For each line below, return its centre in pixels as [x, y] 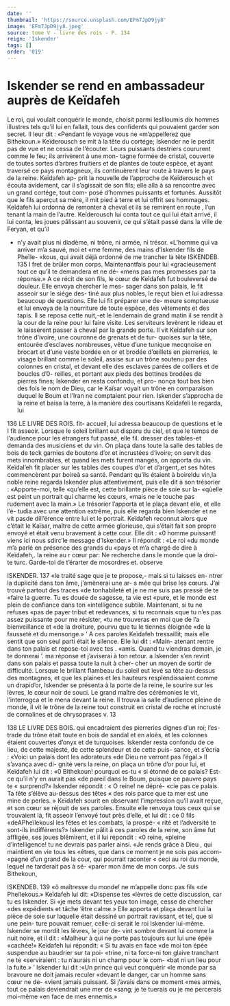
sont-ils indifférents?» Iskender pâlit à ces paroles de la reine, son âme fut [111, 829]
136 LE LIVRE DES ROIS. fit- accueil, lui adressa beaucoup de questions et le [115, 423]
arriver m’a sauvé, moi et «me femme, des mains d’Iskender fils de [110, 249]
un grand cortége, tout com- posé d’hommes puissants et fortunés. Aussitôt [114, 192]
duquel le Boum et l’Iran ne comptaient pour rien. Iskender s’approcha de [120, 395]
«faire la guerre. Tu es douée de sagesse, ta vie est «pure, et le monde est [112, 597]
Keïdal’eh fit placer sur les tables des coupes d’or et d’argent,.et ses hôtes [111, 467]
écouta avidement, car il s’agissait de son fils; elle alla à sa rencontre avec [111, 185]
